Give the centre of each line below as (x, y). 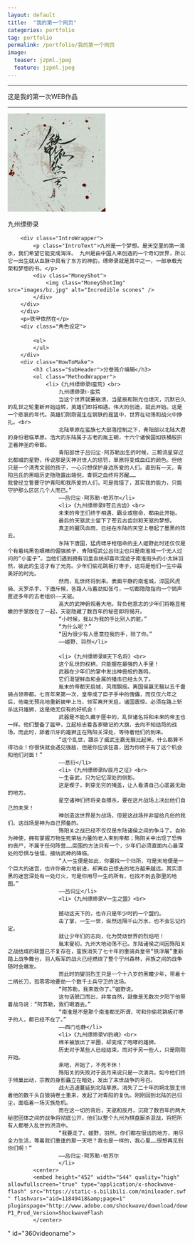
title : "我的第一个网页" (42, 22)
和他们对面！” (25, 755)
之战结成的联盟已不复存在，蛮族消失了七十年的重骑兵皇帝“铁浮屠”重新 (95, 951)
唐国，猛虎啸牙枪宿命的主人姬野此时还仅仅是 (130, 543)
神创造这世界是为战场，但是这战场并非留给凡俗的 (120, 815)
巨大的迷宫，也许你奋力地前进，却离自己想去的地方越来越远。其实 (95, 868)
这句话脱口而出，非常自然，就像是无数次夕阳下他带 (122, 997)
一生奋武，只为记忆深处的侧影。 (98, 778)
